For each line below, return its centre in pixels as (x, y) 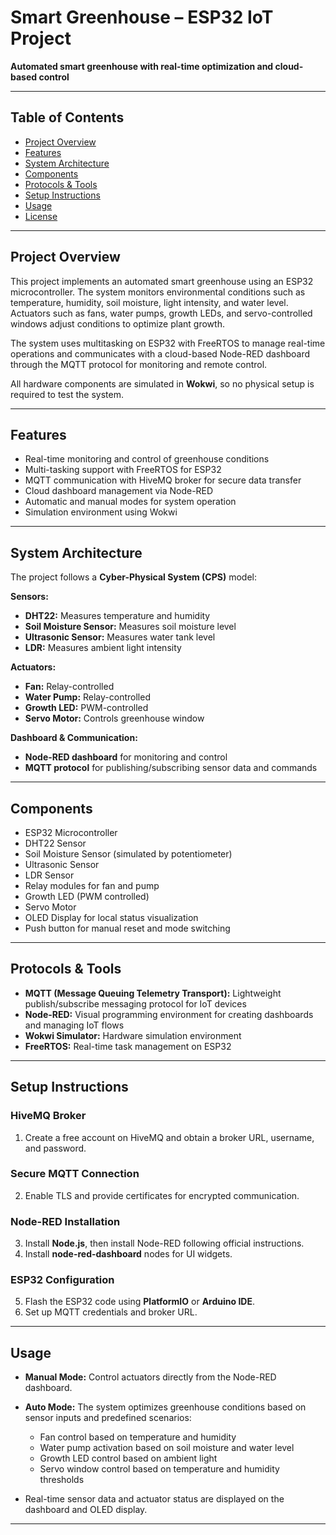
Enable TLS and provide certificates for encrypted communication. (162, 1195)
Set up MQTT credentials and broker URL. (111, 1312)
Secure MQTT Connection (75, 1174)
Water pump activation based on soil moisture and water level (167, 1448)
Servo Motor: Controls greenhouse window (114, 718)
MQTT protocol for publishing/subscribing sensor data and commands (171, 768)
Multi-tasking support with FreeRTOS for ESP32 (123, 470)
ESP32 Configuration (62, 1280)
